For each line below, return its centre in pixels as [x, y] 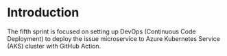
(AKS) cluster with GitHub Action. [54, 46]
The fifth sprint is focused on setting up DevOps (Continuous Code [101, 31]
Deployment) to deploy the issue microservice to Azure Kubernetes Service [114, 38]
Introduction [43, 13]
